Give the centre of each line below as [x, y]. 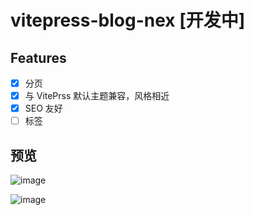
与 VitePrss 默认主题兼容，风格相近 [97, 96]
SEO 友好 [43, 108]
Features [38, 57]
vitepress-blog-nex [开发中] [128, 20]
